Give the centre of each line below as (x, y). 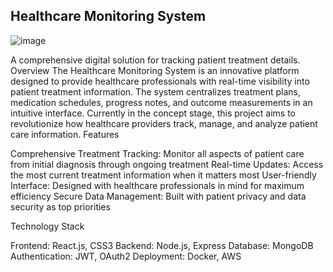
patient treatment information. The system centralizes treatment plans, (156, 91)
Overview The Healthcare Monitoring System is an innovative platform (155, 70)
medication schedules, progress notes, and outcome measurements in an (161, 102)
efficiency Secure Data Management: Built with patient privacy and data (158, 196)
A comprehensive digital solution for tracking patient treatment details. (155, 60)
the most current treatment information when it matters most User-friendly (163, 175)
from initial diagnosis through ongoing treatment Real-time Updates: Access (167, 164)
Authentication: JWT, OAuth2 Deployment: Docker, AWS (126, 256)
